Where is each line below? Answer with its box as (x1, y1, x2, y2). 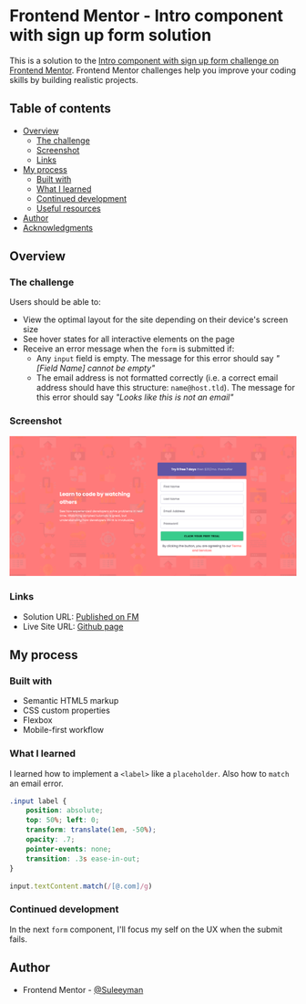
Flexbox (22, 715, 53, 726)
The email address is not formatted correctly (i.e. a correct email (36, 372, 279, 383)
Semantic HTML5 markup (22, 695, 119, 706)
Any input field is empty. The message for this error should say (36, 353, 274, 364)
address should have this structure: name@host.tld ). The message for (36, 382, 296, 393)
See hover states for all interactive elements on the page (22, 334, 235, 345)
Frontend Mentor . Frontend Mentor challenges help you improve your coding (9, 65, 297, 76)
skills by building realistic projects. (9, 74, 138, 85)
